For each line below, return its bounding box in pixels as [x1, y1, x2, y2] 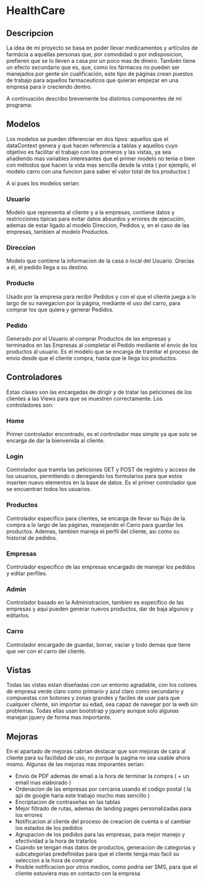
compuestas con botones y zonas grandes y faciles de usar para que [6, 694, 180, 702]
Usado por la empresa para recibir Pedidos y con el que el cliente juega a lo [6, 293, 196, 300]
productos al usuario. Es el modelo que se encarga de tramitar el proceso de [6, 348, 199, 355]
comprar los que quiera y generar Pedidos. [6, 306, 114, 313]
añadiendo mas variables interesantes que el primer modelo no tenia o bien [6, 154, 195, 162]
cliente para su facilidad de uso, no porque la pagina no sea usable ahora [6, 754, 191, 761]
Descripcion [6, 28, 54, 38]
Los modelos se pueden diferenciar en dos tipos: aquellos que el [6, 135, 169, 142]
